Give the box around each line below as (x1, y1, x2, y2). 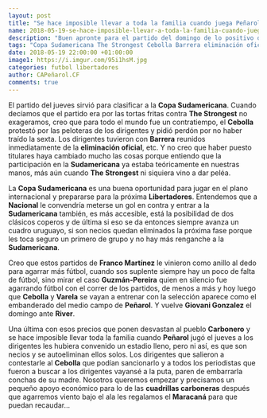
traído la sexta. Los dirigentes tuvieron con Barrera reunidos (8, 134, 206, 143)
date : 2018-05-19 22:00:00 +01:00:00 (8, 49, 133, 57)
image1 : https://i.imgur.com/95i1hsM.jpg (8, 57, 148, 64)
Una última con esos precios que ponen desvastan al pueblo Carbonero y (8, 324, 250, 334)
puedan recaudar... (8, 400, 71, 410)
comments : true (8, 78, 59, 86)
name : (8, 26, 26, 34)
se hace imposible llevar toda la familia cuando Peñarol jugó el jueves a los (8, 332, 254, 342)
